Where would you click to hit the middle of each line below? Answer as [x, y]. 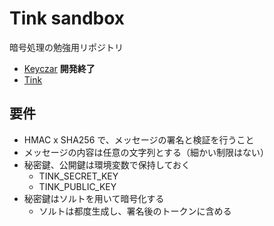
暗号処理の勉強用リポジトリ [66, 47]
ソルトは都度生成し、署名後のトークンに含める [135, 211]
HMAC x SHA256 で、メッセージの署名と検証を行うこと [139, 139]
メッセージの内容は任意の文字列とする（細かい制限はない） [146, 152]
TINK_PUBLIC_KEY [77, 186]
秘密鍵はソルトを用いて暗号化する [94, 198]
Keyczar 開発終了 [59, 68]
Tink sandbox [67, 18]
